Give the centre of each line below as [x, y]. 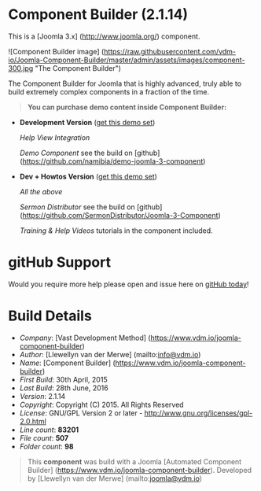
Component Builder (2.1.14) [98, 15]
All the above [41, 191]
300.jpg [21, 68]
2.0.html [33, 421]
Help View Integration [55, 137]
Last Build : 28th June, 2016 [64, 388]
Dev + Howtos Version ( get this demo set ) [88, 176]
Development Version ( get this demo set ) [87, 122]
